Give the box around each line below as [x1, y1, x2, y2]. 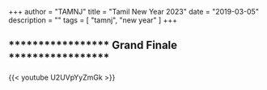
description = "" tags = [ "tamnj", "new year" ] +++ [8, 15, 178, 25]
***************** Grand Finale [8, 39, 178, 52]
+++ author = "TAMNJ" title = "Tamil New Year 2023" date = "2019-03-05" [8, 7, 259, 16]
